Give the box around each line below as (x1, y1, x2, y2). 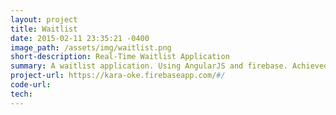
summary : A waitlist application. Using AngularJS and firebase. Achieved (10, 61, 329, 71)
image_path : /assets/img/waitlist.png (10, 42, 172, 53)
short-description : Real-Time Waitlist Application (10, 52, 230, 62)
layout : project (10, 14, 78, 25)
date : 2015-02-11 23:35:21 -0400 (10, 33, 150, 43)
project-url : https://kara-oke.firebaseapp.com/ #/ (10, 71, 226, 81)
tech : (10, 89, 33, 99)
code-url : (10, 80, 52, 90)
